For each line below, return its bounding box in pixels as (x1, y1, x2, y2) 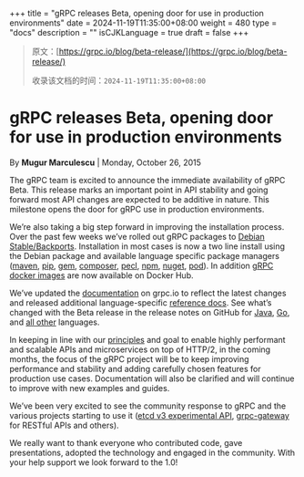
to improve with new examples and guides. (9, 382, 170, 393)
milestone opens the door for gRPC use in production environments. (9, 203, 265, 214)
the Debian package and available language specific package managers (9, 250, 280, 261)
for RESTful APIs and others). (9, 420, 120, 430)
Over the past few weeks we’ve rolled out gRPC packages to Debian (9, 231, 266, 242)
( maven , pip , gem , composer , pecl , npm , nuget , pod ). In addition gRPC (9, 260, 274, 271)
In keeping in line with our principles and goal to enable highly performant (9, 334, 286, 345)
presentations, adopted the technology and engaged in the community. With (9, 447, 296, 458)
